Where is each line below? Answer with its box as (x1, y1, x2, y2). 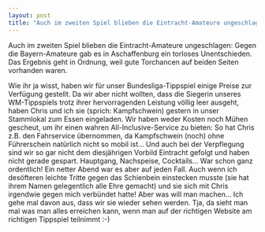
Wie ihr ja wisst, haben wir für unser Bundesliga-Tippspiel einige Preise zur (8, 80, 252, 90)
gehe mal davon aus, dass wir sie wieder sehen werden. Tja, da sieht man (8, 197, 248, 207)
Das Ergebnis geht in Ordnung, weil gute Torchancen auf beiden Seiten (8, 57, 239, 67)
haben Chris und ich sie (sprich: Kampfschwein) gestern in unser (8, 105, 219, 115)
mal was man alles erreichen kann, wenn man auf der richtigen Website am (8, 206, 252, 215)
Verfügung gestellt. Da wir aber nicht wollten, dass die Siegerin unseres (8, 89, 241, 98)
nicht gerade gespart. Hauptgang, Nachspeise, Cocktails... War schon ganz (8, 156, 254, 165)
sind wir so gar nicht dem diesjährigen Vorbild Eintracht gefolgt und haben (8, 147, 250, 157)
